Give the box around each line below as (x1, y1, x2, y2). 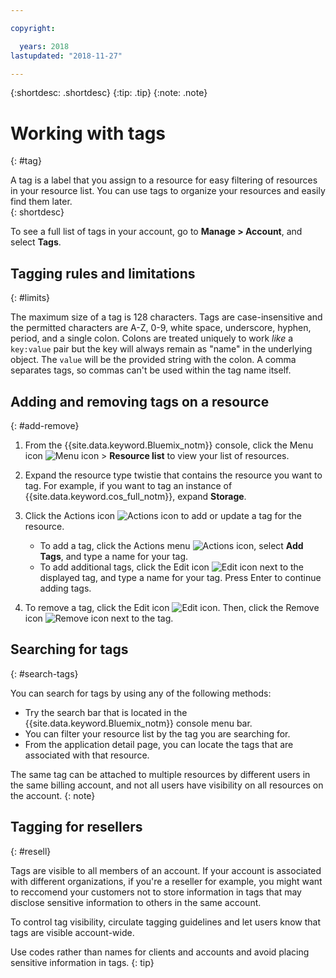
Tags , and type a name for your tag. (39, 550, 189, 562)
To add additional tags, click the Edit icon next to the (39, 561, 304, 573)
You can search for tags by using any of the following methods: (10, 687, 272, 699)
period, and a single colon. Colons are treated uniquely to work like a (10, 332, 294, 345)
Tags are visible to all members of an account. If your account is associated (10, 864, 322, 876)
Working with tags (10, 122, 167, 145)
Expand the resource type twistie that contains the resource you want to (24, 469, 323, 481)
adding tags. (39, 582, 92, 594)
